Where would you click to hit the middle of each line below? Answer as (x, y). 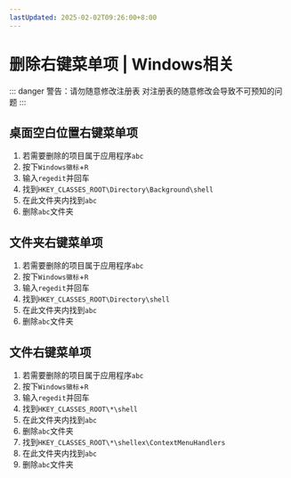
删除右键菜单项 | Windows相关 (121, 64)
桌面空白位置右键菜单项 (73, 132)
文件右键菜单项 (50, 352)
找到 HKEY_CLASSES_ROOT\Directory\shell (96, 299)
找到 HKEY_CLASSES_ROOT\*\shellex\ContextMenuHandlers (124, 442)
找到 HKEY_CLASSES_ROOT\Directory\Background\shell (117, 189)
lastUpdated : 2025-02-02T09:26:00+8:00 (83, 17)
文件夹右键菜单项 (56, 242)
